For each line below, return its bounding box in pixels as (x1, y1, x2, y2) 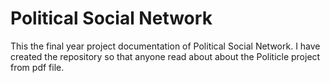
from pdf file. (10, 61, 65, 73)
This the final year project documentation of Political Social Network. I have (10, 40, 321, 52)
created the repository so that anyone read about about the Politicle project (10, 50, 321, 62)
